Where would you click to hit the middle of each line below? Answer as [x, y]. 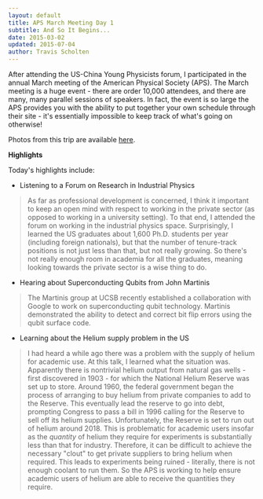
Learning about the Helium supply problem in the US [104, 338]
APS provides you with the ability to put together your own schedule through [132, 108]
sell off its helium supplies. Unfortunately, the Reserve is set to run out [141, 420]
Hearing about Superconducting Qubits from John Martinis [115, 283]
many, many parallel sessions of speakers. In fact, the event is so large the [129, 99]
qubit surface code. [59, 323]
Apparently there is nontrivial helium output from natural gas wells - [136, 370]
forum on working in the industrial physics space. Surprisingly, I [130, 226]
